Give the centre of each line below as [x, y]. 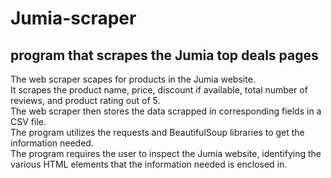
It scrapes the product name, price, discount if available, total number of [159, 90]
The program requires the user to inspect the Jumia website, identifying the [166, 153]
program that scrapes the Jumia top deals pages [164, 55]
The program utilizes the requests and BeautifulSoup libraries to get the [157, 132]
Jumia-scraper [73, 18]
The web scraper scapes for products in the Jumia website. [133, 79]
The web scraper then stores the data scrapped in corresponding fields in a [166, 111]
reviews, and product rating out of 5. [85, 100]
